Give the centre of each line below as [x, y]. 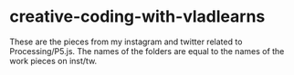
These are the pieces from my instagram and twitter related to [126, 42]
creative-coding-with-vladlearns [137, 17]
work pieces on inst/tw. [53, 61]
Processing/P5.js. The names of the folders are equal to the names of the [147, 51]
